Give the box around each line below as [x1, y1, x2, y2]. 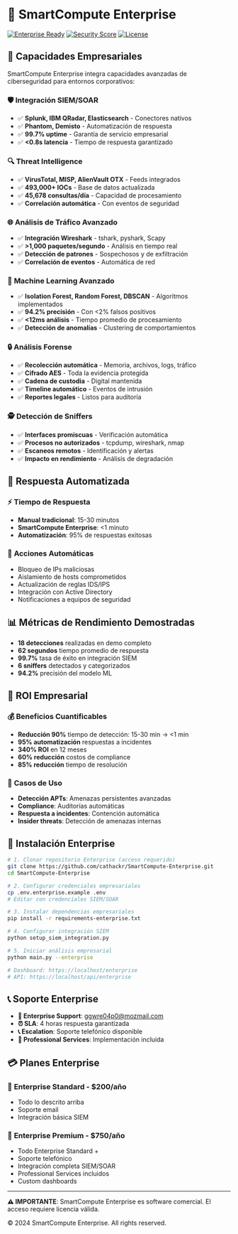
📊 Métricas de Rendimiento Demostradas [7, 616, 195, 628]
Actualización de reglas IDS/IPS [17, 580, 110, 588]
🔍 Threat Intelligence [7, 156, 83, 166]
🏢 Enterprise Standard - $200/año [7, 1081, 127, 1091]
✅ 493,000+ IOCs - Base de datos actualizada [17, 183, 155, 192]
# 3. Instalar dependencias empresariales [7, 909, 135, 916]
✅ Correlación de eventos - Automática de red [17, 257, 156, 266]
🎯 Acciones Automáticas [7, 548, 94, 558]
